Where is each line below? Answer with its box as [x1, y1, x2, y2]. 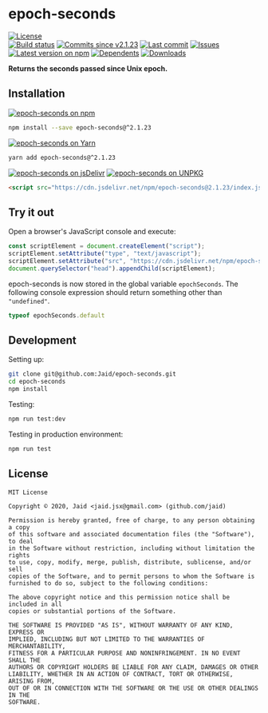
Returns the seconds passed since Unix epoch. [8, 63, 168, 73]
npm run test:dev [8, 415, 66, 423]
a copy [8, 523, 30, 532]
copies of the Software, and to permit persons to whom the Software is [8, 572, 255, 580]
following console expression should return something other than [8, 287, 223, 297]
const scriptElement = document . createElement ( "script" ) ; [8, 242, 205, 250]
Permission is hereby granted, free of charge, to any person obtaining [8, 516, 255, 524]
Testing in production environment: [8, 429, 124, 439]
